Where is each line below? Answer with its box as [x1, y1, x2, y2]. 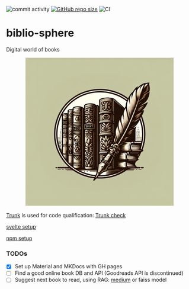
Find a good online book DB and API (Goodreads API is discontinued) [14, 269, 184, 277]
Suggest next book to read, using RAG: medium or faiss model [14, 276, 167, 284]
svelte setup [6, 223, 37, 230]
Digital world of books [6, 46, 60, 53]
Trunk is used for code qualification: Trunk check [6, 211, 126, 219]
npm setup [6, 235, 33, 242]
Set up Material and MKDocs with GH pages [14, 263, 123, 270]
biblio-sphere [6, 27, 75, 40]
